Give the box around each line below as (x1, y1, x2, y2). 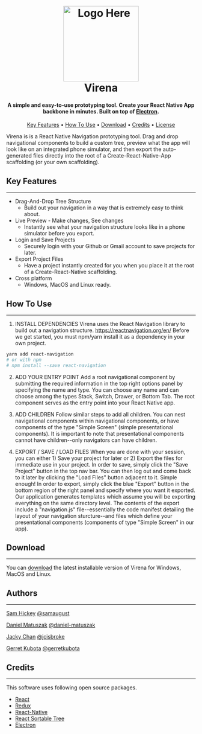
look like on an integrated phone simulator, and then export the (6, 145, 162, 153)
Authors (6, 588, 38, 598)
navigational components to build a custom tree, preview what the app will (6, 139, 191, 147)
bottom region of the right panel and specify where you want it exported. (14, 487, 195, 494)
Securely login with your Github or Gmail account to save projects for (23, 243, 195, 250)
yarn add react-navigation (6, 351, 74, 357)
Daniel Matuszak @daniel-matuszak (6, 621, 96, 629)
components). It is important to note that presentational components (14, 430, 185, 437)
